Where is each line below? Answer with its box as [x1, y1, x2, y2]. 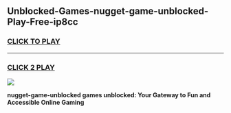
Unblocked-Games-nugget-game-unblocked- [7, 5, 209, 17]
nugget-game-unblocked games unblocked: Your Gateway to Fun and [7, 90, 211, 99]
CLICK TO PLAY [7, 37, 60, 47]
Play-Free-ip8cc [7, 16, 78, 28]
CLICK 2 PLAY [7, 62, 55, 72]
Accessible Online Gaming [7, 98, 85, 106]
